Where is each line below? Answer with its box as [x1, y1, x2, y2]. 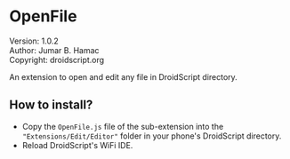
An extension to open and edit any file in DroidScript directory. [9, 71, 238, 82]
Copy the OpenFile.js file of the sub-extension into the [21, 121, 224, 131]
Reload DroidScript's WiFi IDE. [21, 139, 133, 150]
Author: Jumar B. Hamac [9, 44, 100, 55]
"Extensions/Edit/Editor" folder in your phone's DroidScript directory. [21, 131, 282, 141]
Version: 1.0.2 [9, 36, 60, 46]
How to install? [9, 98, 93, 113]
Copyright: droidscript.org [9, 54, 105, 65]
